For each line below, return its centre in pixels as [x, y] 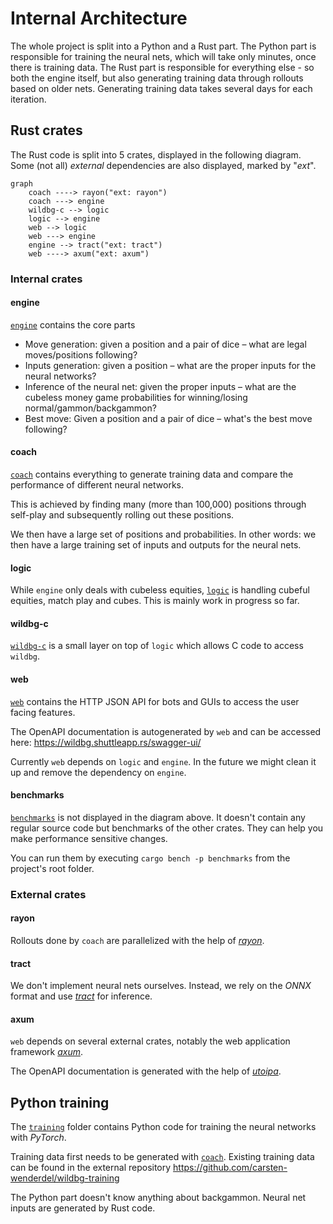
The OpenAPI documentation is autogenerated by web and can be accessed [166, 731]
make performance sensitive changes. [89, 838]
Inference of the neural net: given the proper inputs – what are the [160, 386]
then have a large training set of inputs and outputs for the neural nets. [156, 545]
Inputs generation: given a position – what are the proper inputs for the [170, 365]
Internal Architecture [99, 18]
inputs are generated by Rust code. [83, 1208]
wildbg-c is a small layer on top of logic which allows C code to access [157, 646]
